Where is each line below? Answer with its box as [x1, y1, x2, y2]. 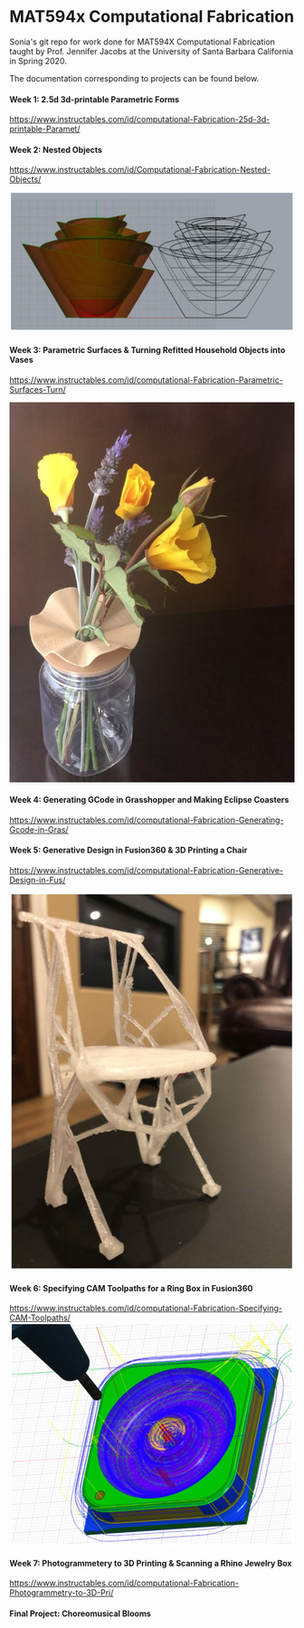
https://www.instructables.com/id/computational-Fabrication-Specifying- [9, 1303, 283, 1314]
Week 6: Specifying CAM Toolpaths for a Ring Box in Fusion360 [9, 1282, 253, 1293]
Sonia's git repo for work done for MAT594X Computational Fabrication [9, 36, 276, 47]
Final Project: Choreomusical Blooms [9, 1608, 151, 1619]
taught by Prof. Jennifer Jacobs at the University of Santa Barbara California [9, 45, 294, 56]
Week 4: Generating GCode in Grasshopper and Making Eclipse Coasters [9, 795, 290, 805]
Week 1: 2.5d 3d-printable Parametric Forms [9, 93, 180, 105]
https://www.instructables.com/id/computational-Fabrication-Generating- [9, 814, 284, 825]
